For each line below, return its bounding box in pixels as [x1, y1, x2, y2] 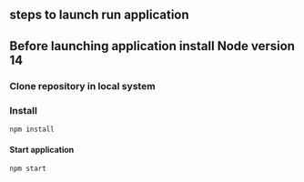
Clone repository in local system [9, 79, 157, 92]
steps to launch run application [9, 7, 189, 23]
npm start [9, 164, 47, 174]
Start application [9, 144, 75, 155]
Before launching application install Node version [9, 38, 296, 54]
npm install [9, 125, 55, 134]
